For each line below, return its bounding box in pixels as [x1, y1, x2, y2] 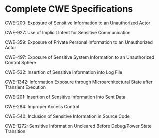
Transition [5, 128, 26, 134]
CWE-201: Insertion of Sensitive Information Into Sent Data [5, 94, 126, 100]
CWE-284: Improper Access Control [5, 103, 80, 109]
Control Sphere [5, 59, 36, 65]
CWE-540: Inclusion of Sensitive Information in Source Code [5, 113, 130, 119]
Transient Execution [5, 84, 46, 90]
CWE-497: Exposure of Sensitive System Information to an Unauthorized [5, 54, 155, 60]
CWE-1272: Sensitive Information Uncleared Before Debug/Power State [5, 123, 152, 129]
